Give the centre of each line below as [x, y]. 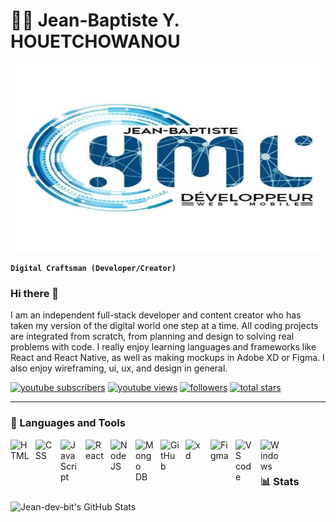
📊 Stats [280, 481]
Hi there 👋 [35, 293]
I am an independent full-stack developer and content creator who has [156, 315]
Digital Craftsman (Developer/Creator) [93, 268]
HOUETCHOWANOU [95, 41]
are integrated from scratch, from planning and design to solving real [152, 336]
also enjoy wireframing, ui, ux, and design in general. [119, 368]
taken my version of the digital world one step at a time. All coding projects [164, 326]
